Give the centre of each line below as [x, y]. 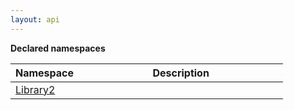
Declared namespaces [58, 48]
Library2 [35, 89]
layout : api [35, 19]
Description [181, 73]
